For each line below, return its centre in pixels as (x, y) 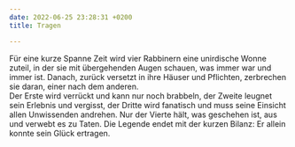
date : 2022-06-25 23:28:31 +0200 (71, 17)
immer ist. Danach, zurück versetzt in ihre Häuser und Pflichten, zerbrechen (148, 77)
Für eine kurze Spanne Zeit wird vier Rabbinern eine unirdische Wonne (138, 58)
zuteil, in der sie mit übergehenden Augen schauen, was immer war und (140, 68)
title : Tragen (35, 26)
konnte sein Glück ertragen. (60, 133)
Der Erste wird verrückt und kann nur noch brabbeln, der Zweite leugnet (141, 96)
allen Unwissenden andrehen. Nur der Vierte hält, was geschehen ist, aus (143, 114)
